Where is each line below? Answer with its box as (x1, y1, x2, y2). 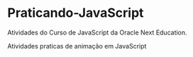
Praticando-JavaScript (7, 5, 144, 21)
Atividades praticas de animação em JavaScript (7, 42, 147, 50)
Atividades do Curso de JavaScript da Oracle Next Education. (7, 28, 187, 37)
